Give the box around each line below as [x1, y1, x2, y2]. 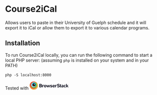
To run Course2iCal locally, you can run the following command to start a [5, 52, 153, 58]
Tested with [5, 85, 29, 91]
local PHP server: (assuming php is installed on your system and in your [5, 57, 149, 63]
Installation [5, 39, 40, 47]
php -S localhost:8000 [5, 72, 52, 77]
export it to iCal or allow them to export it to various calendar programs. [5, 24, 150, 30]
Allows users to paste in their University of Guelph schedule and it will [5, 20, 146, 25]
